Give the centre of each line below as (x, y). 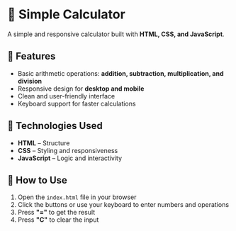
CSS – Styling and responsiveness (68, 150)
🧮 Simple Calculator (66, 15)
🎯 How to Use (37, 180)
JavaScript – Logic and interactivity (70, 158)
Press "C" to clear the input (58, 220)
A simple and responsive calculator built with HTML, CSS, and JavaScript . (116, 34)
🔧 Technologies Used (55, 126)
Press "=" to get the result (56, 213)
